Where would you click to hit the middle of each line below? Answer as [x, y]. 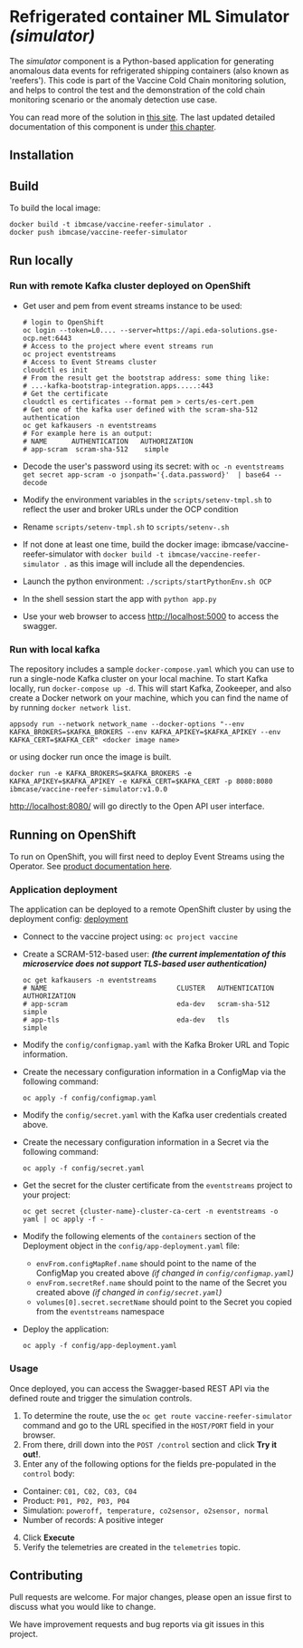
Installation [42, 155]
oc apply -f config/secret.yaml [83, 1168]
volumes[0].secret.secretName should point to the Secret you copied [164, 1302]
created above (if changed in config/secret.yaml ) [129, 1293]
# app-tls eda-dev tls [126, 1020]
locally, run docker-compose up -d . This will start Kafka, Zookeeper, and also [151, 688]
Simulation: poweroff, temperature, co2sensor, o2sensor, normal [146, 1510]
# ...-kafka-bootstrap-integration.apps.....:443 [118, 386]
